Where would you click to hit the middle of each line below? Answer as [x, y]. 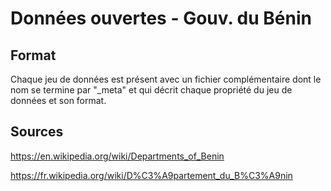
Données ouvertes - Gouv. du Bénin [161, 18]
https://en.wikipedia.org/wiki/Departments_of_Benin [117, 156]
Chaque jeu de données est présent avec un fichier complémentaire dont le [166, 79]
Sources [37, 132]
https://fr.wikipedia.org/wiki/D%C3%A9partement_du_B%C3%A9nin [151, 175]
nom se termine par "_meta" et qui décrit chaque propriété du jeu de [151, 90]
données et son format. [58, 100]
